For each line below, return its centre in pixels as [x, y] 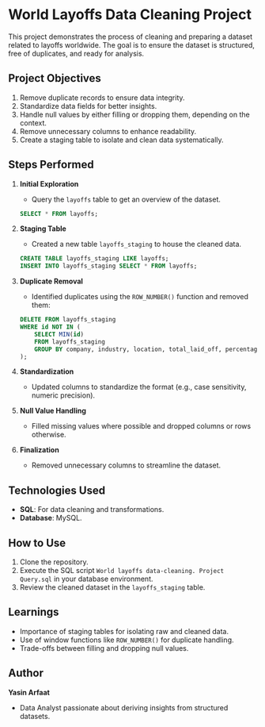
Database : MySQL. [51, 518]
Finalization [39, 450]
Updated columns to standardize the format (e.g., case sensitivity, [139, 387]
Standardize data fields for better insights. [88, 106]
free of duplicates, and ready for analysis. [76, 53]
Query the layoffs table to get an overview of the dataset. [126, 199]
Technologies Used [57, 490]
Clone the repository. [54, 562]
